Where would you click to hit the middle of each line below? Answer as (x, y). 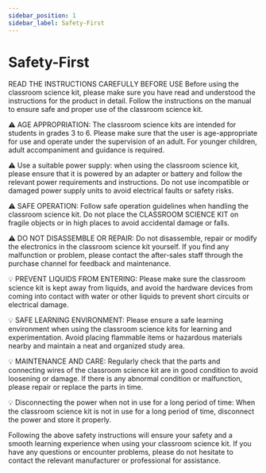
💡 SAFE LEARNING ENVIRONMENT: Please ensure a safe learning (116, 320)
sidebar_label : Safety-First (56, 23)
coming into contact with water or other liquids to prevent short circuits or (129, 296)
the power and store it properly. (60, 420)
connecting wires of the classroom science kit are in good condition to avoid (133, 371)
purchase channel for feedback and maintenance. (90, 263)
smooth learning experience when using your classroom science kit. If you (130, 444)
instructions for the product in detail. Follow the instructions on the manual (130, 101)
